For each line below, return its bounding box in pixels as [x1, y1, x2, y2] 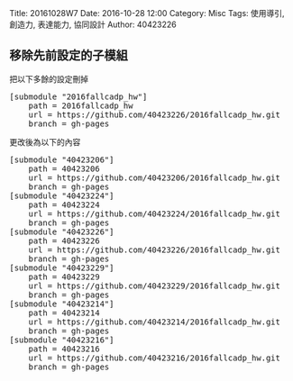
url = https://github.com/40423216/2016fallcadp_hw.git [28, 352, 281, 363]
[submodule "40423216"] [9, 334, 114, 345]
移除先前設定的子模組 [9, 48, 128, 63]
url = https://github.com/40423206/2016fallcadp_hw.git [28, 172, 281, 183]
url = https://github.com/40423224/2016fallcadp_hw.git [28, 208, 281, 219]
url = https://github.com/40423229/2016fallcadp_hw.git [28, 280, 281, 291]
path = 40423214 [28, 307, 101, 318]
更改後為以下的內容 [9, 136, 81, 147]
